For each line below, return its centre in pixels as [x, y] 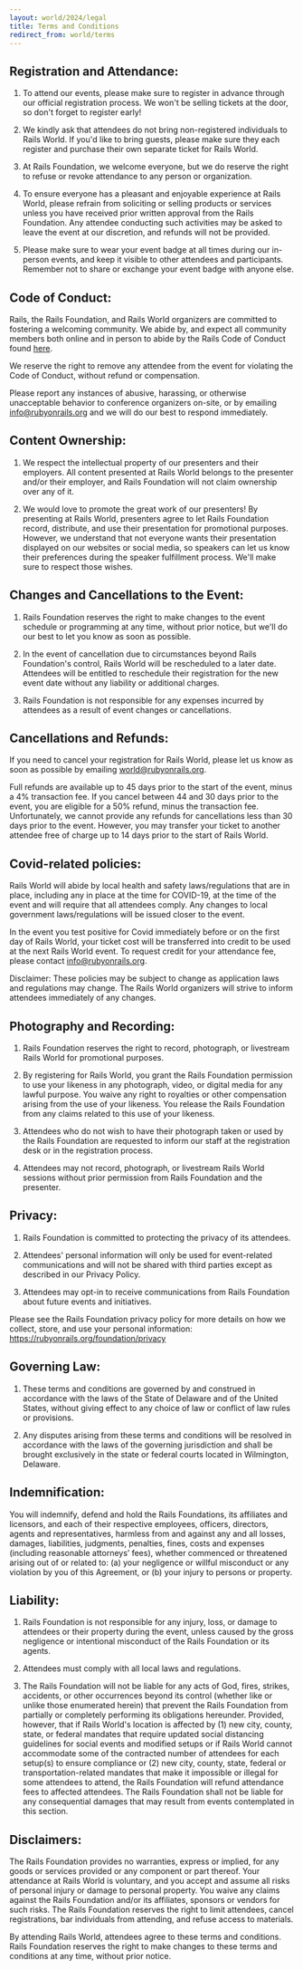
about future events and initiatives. [87, 1302]
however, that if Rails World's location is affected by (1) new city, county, [157, 1725]
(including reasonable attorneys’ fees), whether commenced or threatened [148, 1552]
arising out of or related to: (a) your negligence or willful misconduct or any [149, 1562]
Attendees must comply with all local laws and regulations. [132, 1668]
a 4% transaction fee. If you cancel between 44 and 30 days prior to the [144, 797]
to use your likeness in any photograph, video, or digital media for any [152, 1085]
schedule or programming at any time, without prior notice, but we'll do [155, 627]
